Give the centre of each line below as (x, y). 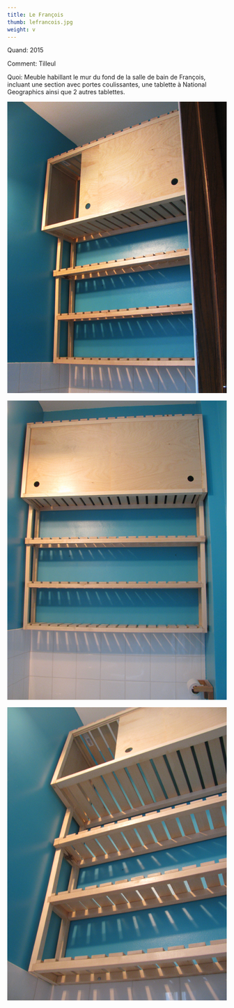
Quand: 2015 (25, 50)
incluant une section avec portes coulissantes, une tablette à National (107, 84)
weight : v (22, 29)
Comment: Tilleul (32, 64)
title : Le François (36, 15)
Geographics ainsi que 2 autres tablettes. (66, 92)
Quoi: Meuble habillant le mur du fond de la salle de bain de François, (107, 77)
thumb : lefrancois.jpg (40, 22)
